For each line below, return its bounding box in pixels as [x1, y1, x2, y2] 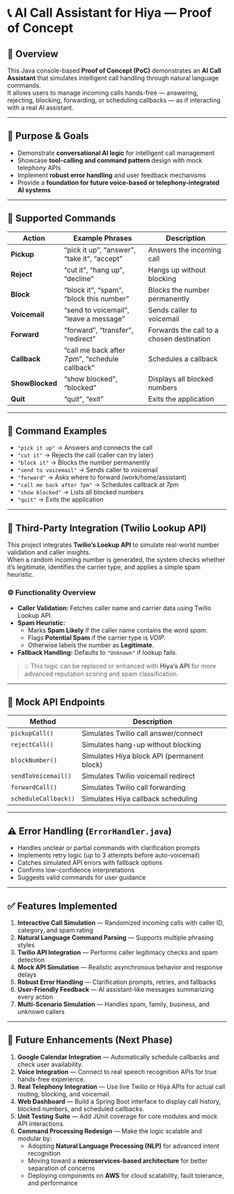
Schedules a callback [148, 354, 218, 363]
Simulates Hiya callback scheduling [81, 794, 198, 803]
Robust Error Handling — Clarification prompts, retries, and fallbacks [17, 978, 217, 986]
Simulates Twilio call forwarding [81, 783, 186, 792]
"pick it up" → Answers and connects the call [17, 444, 153, 452]
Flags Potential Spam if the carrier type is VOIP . [27, 633, 166, 642]
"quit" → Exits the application [17, 495, 104, 504]
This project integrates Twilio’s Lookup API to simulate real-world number [7, 541, 219, 549]
